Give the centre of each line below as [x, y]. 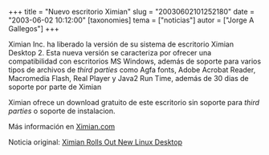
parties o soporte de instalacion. [62, 111]
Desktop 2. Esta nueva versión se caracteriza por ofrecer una [110, 53]
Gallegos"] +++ [34, 29]
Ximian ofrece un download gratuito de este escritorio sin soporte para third [134, 102]
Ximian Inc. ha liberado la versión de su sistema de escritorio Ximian [121, 44]
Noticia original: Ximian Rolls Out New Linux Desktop [96, 142]
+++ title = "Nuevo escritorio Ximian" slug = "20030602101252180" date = [132, 12]
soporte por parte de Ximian [55, 87]
